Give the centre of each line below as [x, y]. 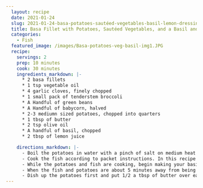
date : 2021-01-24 [33, 18]
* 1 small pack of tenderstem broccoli [72, 97]
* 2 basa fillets [44, 80]
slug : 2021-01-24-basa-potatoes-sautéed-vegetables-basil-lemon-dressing [106, 23]
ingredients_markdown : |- [49, 74]
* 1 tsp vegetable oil [50, 86]
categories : [26, 35]
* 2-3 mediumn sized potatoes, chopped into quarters [91, 114]
